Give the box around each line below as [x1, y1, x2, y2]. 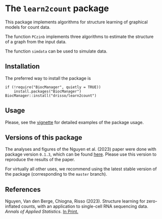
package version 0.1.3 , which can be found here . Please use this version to [5, 151, 157, 157]
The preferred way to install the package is [5, 75, 91, 81]
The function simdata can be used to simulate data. [5, 48, 108, 54]
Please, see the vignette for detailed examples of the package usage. [5, 119, 144, 125]
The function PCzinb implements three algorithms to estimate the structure [5, 34, 154, 39]
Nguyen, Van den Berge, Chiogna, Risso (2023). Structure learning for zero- [5, 198, 158, 204]
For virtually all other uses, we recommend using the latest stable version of [5, 166, 157, 172]
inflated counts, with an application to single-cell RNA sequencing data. [5, 203, 148, 209]
